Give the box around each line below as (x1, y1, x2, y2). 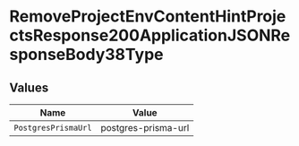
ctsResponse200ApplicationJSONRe (9, 25, 291, 46)
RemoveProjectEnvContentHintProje (9, 6, 286, 27)
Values (9, 80, 49, 95)
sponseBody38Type (9, 45, 164, 64)
